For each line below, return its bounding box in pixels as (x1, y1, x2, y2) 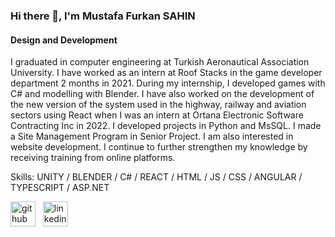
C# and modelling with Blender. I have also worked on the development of (10, 88, 315, 100)
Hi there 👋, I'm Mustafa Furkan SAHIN (10, 9, 196, 23)
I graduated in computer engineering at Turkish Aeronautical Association (10, 56, 310, 68)
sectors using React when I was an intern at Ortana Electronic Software (10, 109, 304, 121)
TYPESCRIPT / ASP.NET (10, 182, 110, 194)
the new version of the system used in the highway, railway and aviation (10, 99, 307, 111)
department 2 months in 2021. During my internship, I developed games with (10, 77, 326, 89)
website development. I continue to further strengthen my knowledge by (10, 141, 308, 153)
